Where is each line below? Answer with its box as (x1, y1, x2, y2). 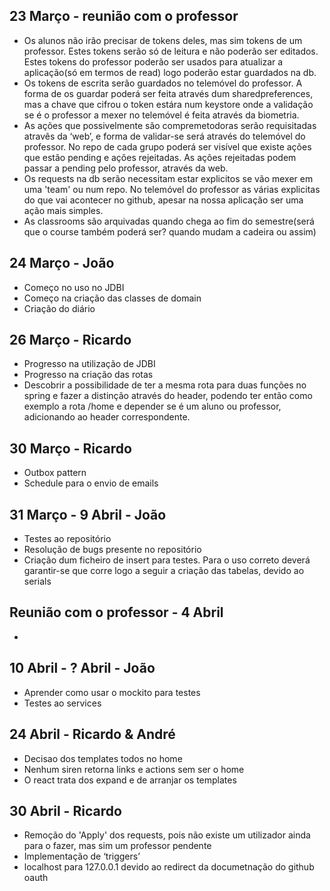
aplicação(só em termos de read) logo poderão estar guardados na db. (23, 66, 317, 78)
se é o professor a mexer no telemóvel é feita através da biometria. (23, 109, 300, 121)
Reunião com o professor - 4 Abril (9, 604, 224, 621)
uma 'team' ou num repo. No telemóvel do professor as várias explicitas (23, 183, 321, 195)
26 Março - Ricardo (9, 332, 132, 349)
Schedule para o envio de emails (23, 477, 159, 489)
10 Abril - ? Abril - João (9, 660, 156, 677)
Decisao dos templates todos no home (23, 752, 183, 764)
